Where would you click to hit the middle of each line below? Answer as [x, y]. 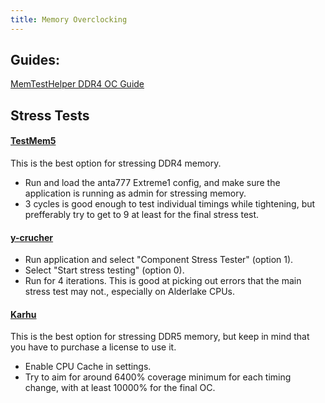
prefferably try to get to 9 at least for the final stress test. [142, 215]
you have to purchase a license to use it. [93, 347]
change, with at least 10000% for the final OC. [120, 388]
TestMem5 [33, 141]
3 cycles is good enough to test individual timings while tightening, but [170, 204]
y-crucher [32, 237]
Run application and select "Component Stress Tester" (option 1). [159, 260]
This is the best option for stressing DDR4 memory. [116, 163]
